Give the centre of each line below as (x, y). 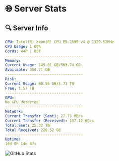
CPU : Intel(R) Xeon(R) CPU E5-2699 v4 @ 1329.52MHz (59, 42)
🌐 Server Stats (36, 9)
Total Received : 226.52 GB (33, 130)
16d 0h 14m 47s (21, 144)
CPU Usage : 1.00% (23, 46)
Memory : (13, 60)
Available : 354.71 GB (28, 70)
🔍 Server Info (27, 28)
